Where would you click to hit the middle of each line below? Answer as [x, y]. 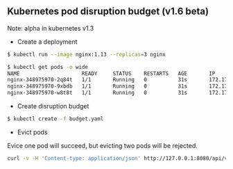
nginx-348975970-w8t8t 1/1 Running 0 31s [97, 93]
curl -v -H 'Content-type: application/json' [74, 158]
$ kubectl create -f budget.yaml [55, 119]
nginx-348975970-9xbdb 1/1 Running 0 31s [97, 86]
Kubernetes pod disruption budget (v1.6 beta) [108, 11]
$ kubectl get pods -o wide [48, 67]
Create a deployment [47, 42]
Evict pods [32, 132]
